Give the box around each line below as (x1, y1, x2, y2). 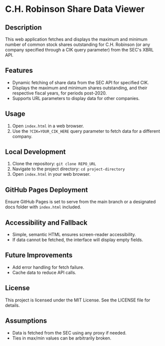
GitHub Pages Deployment (5, 186, 88, 194)
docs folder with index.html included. (5, 204, 81, 210)
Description (5, 23, 42, 32)
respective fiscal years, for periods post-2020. (12, 90, 107, 96)
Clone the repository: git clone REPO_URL (12, 161, 97, 167)
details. (5, 302, 20, 308)
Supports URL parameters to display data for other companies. (12, 95, 140, 101)
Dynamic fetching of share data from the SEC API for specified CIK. (12, 79, 149, 85)
